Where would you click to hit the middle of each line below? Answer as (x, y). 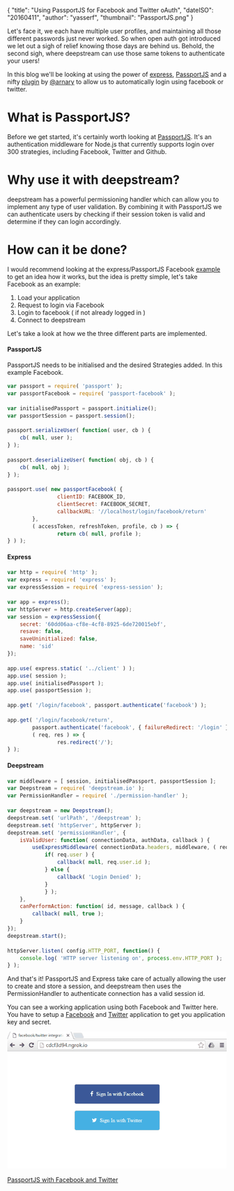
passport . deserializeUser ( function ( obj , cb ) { (81, 460)
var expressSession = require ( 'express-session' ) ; (85, 587)
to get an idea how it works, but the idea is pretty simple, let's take (102, 276)
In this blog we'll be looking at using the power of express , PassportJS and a (117, 74)
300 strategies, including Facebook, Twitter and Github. (87, 151)
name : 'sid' (37, 646)
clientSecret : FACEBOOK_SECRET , (104, 504)
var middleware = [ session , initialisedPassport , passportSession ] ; (112, 781)
